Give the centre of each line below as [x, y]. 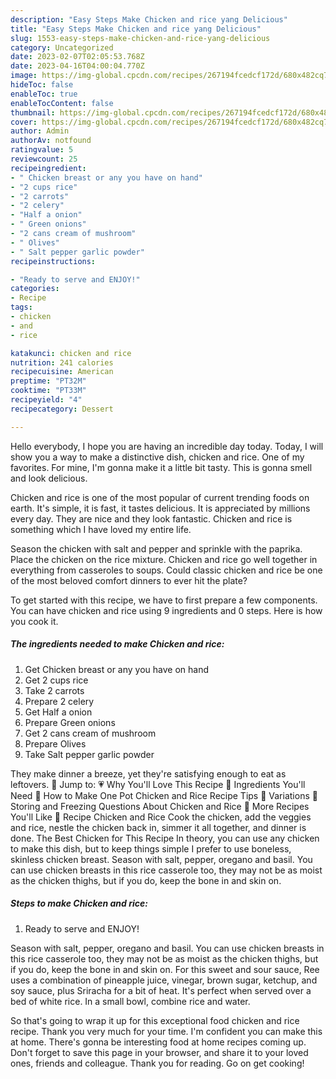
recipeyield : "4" [46, 400]
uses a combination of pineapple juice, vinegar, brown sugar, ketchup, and [164, 980]
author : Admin [40, 131]
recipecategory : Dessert [62, 409]
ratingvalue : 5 [42, 150]
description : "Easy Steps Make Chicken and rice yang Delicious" [149, 19]
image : [24, 76]
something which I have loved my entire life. [101, 529]
